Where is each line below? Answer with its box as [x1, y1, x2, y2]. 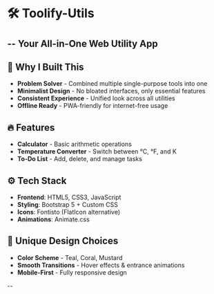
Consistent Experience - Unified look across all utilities [17, 94, 175, 102]
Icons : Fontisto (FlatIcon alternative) [17, 208, 121, 217]
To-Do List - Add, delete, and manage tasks [17, 155, 143, 163]
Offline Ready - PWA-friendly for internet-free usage [17, 102, 168, 110]
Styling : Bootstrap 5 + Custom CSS [17, 201, 119, 209]
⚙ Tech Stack [7, 174, 67, 187]
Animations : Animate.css [17, 215, 90, 223]
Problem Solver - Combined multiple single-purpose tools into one [17, 80, 208, 88]
